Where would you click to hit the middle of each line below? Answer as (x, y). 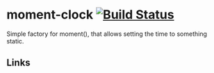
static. (15, 41)
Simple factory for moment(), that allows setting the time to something (107, 34)
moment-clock (50, 15)
